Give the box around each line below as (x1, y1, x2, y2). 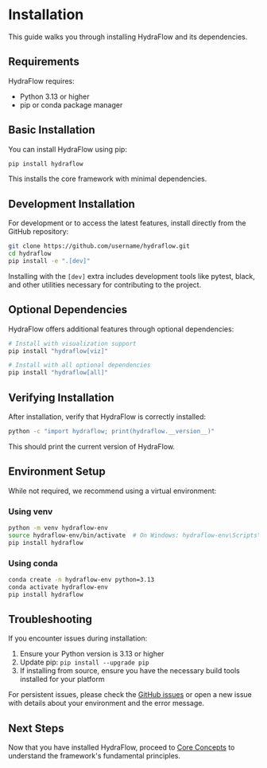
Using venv (8, 506, 53, 517)
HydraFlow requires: (8, 76, 75, 85)
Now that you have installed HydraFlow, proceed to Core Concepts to (8, 743, 235, 752)
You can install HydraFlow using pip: (8, 144, 127, 154)
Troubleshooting (8, 612, 93, 626)
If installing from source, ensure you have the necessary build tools (19, 666, 240, 676)
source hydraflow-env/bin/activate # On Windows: (8, 531, 180, 539)
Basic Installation (8, 123, 95, 137)
